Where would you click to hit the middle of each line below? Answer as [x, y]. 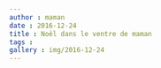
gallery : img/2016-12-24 [57, 50]
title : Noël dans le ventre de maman [80, 34]
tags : [21, 42]
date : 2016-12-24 [43, 26]
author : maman [37, 17]
